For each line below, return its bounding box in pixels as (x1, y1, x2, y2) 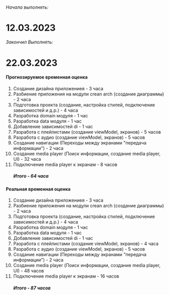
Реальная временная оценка (6, 186, 71, 192)
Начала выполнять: (6, 4, 49, 10)
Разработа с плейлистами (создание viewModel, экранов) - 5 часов (13, 129, 161, 135)
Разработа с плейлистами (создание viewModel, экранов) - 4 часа (13, 240, 159, 247)
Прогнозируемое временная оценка (6, 74, 88, 80)
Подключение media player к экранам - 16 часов (13, 273, 119, 279)
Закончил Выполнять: (6, 39, 53, 45)
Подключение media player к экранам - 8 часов (13, 161, 118, 167)
